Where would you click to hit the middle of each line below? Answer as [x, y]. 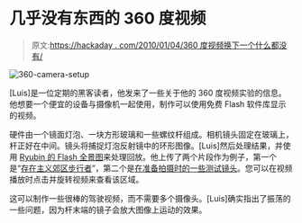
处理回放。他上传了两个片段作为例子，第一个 [194, 156]
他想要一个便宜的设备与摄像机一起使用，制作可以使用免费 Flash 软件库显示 [148, 103]
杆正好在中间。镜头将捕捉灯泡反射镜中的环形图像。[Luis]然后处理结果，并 [146, 146]
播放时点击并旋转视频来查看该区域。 [77, 179]
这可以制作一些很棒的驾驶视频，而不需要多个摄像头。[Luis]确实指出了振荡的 [150, 198]
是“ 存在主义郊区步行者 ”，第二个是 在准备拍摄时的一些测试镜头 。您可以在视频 [151, 168]
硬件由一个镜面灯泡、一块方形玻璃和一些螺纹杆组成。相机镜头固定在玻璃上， [151, 134]
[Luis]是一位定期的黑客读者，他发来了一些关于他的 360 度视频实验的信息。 [148, 93]
